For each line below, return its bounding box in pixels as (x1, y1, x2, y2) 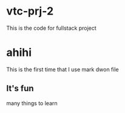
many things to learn (6, 99, 58, 107)
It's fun (6, 83, 35, 94)
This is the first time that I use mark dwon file (6, 66, 120, 73)
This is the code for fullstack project (6, 24, 97, 32)
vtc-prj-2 (6, 4, 54, 18)
